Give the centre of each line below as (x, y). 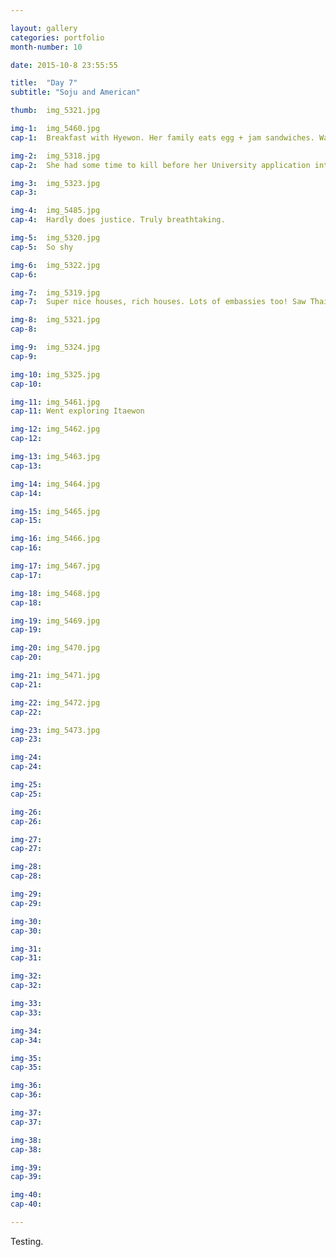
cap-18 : (26, 602)
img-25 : (26, 785)
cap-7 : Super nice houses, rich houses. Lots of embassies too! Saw (158, 302)
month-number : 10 (46, 47)
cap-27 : (26, 849)
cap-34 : (26, 1040)
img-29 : (26, 894)
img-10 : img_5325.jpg (55, 374)
